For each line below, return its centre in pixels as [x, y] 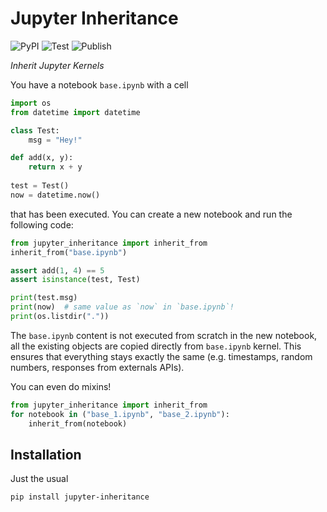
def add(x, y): [42, 158]
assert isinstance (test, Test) [75, 280]
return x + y [55, 167]
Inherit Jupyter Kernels [57, 65]
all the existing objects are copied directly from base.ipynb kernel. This [156, 346]
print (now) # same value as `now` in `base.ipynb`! [122, 307]
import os [31, 103]
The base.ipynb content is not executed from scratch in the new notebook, [164, 335]
